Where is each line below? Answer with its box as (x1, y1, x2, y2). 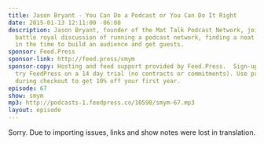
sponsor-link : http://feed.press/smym (8, 56, 135, 63)
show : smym (8, 92, 44, 100)
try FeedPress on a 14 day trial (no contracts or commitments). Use (15, 70, 247, 78)
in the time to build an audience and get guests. (15, 41, 185, 49)
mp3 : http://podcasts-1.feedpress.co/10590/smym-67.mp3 (8, 99, 195, 107)
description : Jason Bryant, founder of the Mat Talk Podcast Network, (8, 26, 244, 34)
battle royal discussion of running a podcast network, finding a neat (15, 33, 255, 42)
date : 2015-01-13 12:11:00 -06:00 (8, 19, 122, 27)
